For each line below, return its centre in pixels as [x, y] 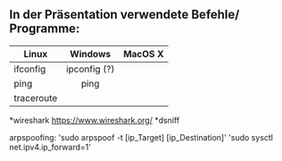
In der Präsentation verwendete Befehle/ [124, 15]
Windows [91, 54]
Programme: [45, 29]
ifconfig [30, 69]
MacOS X [144, 54]
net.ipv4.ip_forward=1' [50, 147]
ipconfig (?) [90, 69]
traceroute [36, 97]
